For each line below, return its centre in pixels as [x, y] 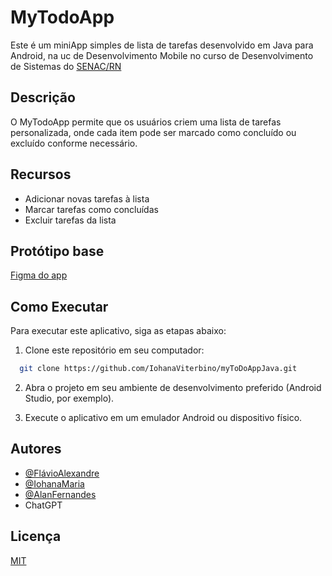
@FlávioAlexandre [62, 473]
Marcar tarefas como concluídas [91, 209]
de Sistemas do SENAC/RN [66, 66]
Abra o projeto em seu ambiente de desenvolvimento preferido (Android [173, 388]
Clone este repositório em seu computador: [114, 350]
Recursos [41, 174]
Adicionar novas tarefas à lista [87, 198]
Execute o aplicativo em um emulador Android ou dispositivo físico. [163, 418]
